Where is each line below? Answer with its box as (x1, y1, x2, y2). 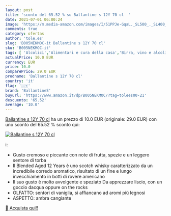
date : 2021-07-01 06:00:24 (5, 17, 63, 22)
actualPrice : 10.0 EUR (5, 55, 53, 60)
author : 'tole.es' (5, 36, 44, 41)
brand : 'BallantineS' (5, 88, 51, 93)
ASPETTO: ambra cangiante (12, 195, 71, 201)
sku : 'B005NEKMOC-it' (5, 45, 51, 50)
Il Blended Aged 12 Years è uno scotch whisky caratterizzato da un (12, 163, 153, 169)
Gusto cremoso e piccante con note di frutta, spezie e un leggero (12, 152, 150, 158)
